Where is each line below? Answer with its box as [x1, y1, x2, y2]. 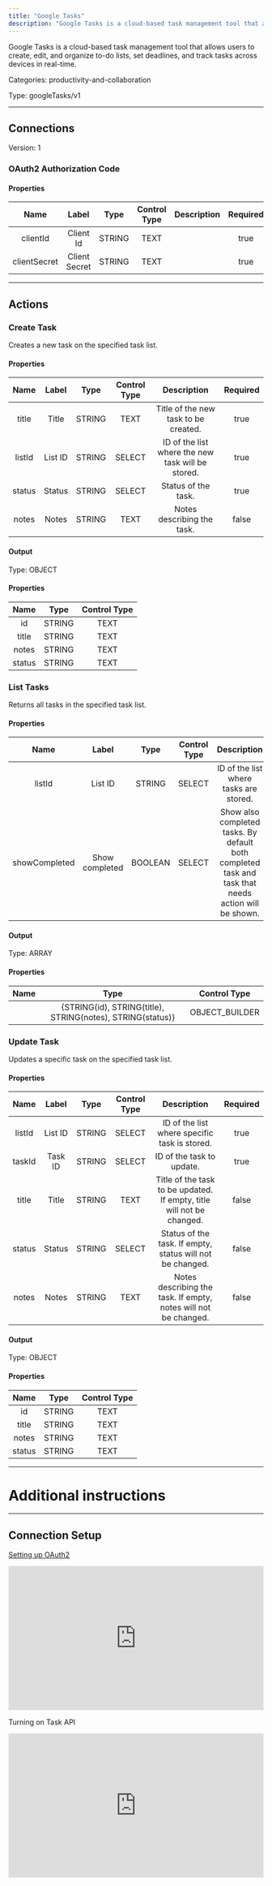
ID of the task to [155, 1151, 216, 1162]
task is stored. [159, 1138, 212, 1149]
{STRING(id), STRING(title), [61, 1001, 164, 1013]
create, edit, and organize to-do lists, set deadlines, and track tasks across [8, 50, 257, 60]
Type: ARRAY [8, 949, 53, 958]
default [226, 837, 253, 848]
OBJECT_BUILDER [189, 1006, 260, 1018]
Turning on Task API [8, 1717, 76, 1727]
